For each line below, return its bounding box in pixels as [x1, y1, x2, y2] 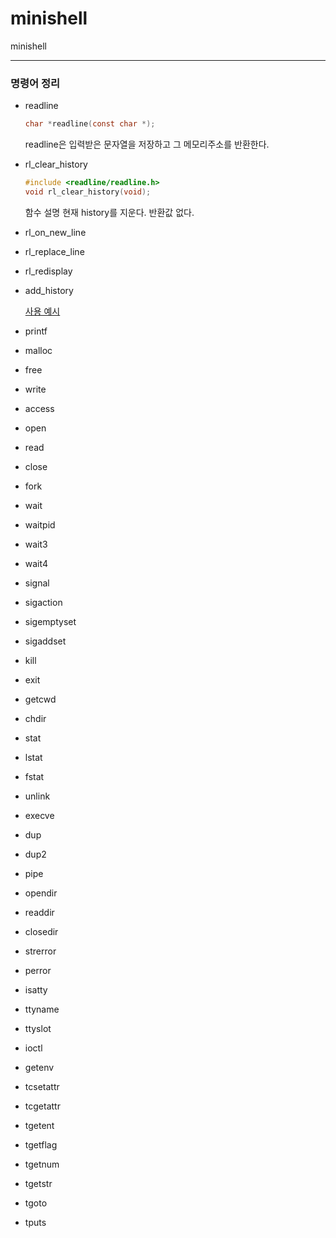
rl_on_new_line [24, 226, 87, 238]
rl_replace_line [24, 245, 85, 257]
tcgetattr [24, 1100, 61, 1112]
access [24, 402, 55, 414]
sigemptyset [24, 615, 77, 627]
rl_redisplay [24, 265, 73, 277]
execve [24, 809, 55, 821]
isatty [24, 983, 48, 996]
